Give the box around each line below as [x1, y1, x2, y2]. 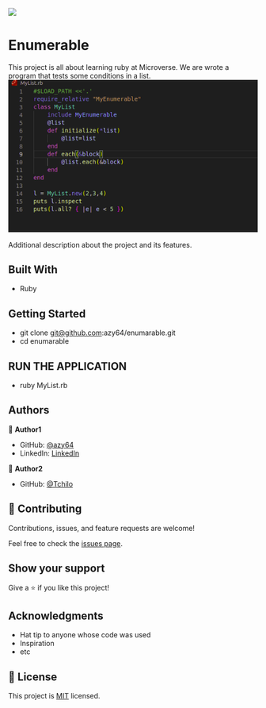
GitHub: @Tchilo [19, 479, 74, 488]
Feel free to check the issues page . [8, 538, 123, 548]
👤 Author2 [8, 464, 44, 473]
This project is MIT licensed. [8, 691, 101, 700]
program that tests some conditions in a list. [8, 71, 151, 80]
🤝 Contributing [8, 502, 82, 516]
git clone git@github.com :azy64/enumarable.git [19, 328, 176, 337]
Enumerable [8, 37, 89, 55]
